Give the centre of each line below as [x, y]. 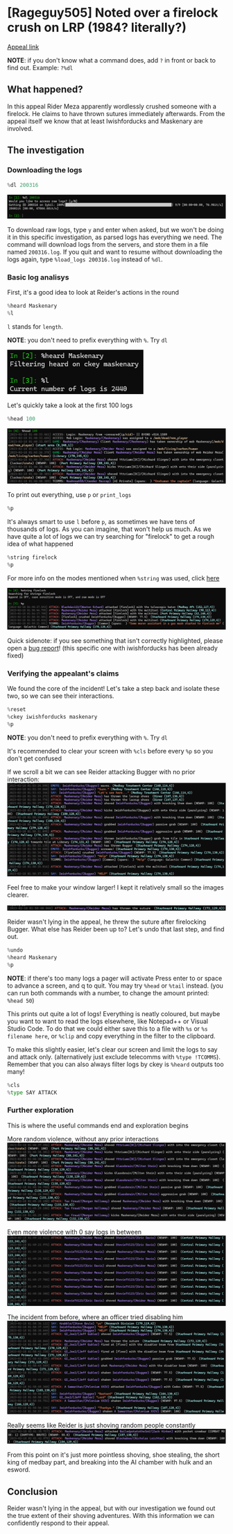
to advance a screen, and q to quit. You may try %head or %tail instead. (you [115, 986]
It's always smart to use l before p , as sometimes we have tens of [101, 522]
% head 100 [21, 418]
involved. [20, 128]
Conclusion [33, 1491]
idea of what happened [41, 544]
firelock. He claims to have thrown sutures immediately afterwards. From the [116, 113]
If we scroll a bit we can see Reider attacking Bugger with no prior [101, 772]
